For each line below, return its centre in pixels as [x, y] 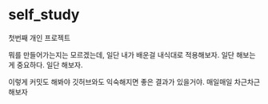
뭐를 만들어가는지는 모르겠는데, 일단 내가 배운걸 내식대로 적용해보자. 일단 [121, 54]
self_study [44, 15]
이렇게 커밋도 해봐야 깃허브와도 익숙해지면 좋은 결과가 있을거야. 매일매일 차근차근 [134, 82]
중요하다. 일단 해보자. [50, 65]
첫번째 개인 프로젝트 [39, 38]
